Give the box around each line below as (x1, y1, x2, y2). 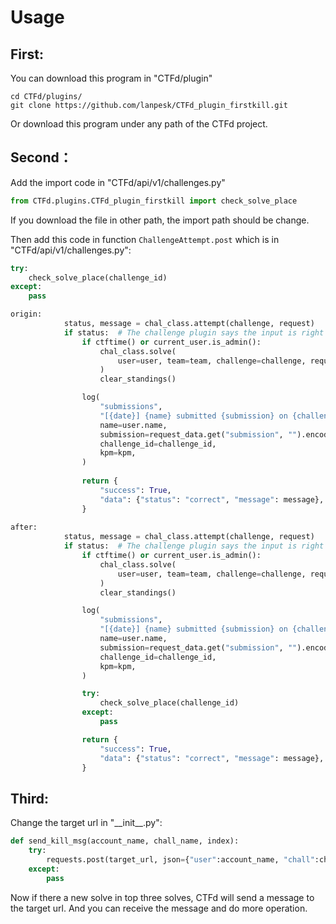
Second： (10, 149, 73, 166)
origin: (10, 309, 43, 320)
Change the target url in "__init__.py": (10, 817, 163, 829)
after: (10, 522, 38, 533)
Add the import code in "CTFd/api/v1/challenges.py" (10, 176, 226, 188)
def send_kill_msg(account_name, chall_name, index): (10, 836, 240, 846)
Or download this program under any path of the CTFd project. (10, 118, 268, 130)
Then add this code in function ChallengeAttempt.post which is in (10, 233, 280, 245)
